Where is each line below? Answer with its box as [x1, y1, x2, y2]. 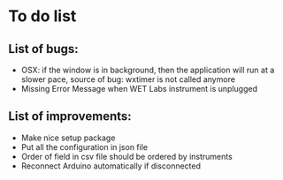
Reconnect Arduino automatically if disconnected [20, 161, 201, 171]
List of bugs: [8, 41, 79, 56]
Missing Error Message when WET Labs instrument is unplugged [20, 84, 258, 94]
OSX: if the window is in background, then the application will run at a [20, 64, 275, 75]
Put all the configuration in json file [20, 141, 148, 152]
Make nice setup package [20, 132, 116, 143]
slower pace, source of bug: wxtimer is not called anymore [20, 74, 236, 85]
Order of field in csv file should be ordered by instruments [20, 151, 233, 161]
